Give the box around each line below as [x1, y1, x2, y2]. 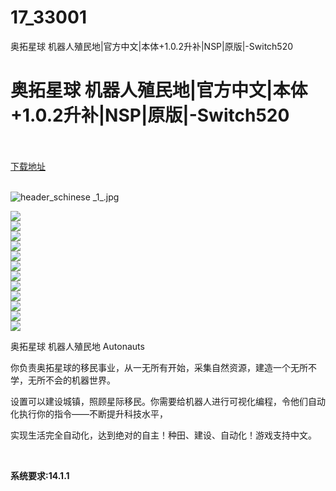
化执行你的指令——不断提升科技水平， [10, 407, 168, 420]
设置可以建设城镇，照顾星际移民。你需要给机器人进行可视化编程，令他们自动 [10, 395, 326, 407]
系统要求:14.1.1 [10, 469, 70, 481]
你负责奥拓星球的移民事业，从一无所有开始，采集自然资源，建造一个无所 [10, 361, 308, 373]
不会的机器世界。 [44, 374, 116, 386]
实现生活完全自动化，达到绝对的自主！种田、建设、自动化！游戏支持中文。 [10, 429, 317, 441]
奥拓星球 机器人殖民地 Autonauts [10, 340, 145, 352]
